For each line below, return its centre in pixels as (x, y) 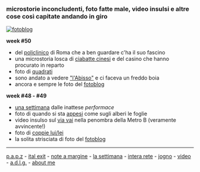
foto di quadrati (34, 72)
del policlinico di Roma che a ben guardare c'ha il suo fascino (90, 53)
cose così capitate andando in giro (57, 16)
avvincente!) (30, 127)
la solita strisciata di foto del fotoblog (60, 139)
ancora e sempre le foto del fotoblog (60, 84)
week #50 (19, 41)
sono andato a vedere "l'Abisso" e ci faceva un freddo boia (87, 78)
